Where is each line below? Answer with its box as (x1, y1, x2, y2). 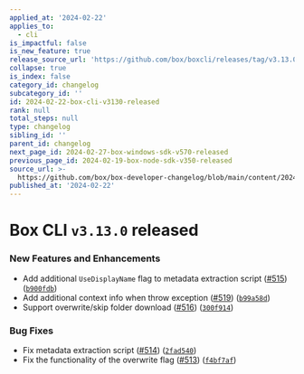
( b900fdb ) (22, 282, 58, 294)
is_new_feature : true (9, 47, 91, 56)
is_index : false (9, 72, 71, 81)
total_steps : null (9, 114, 79, 123)
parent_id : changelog (9, 139, 91, 148)
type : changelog (9, 123, 71, 132)
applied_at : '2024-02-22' (9, 13, 107, 23)
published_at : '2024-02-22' (9, 182, 116, 191)
